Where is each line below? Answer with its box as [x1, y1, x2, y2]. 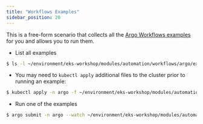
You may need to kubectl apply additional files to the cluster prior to [14, 72, 185, 79]
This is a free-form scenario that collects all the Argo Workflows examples [6, 31, 191, 38]
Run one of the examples [14, 101, 77, 108]
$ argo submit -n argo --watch [6, 112, 85, 118]
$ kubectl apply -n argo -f [6, 90, 77, 96]
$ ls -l [6, 61, 26, 67]
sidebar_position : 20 [6, 14, 61, 20]
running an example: [14, 78, 66, 85]
